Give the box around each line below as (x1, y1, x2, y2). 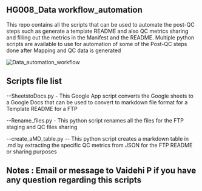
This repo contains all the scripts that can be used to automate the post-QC (6, 21, 195, 28)
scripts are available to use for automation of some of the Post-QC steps (6, 40, 187, 47)
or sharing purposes (6, 148, 57, 155)
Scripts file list (6, 76, 62, 87)
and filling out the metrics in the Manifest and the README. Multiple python (6, 33, 195, 41)
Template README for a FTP (6, 105, 78, 112)
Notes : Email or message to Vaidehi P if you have (6, 166, 197, 176)
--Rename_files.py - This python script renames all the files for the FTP (6, 116, 184, 124)
